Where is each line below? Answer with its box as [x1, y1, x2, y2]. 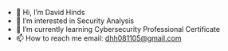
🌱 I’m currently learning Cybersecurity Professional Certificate [15, 25, 221, 33]
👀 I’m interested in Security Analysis [15, 16, 134, 25]
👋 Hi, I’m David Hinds [15, 8, 85, 17]
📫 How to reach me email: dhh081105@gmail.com [15, 33, 182, 43]
